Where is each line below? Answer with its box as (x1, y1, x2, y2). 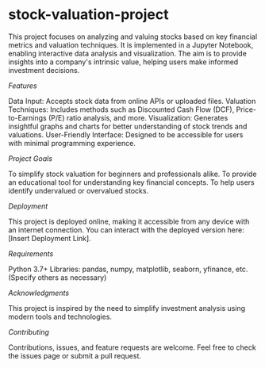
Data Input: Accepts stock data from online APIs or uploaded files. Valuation (8, 96, 256, 105)
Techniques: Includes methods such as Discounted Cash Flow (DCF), (8, 105, 235, 114)
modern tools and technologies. (8, 312, 113, 321)
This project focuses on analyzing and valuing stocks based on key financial (8, 32, 258, 41)
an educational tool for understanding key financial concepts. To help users (8, 177, 255, 187)
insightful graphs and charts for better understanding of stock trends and (8, 121, 248, 131)
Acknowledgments (8, 288, 70, 297)
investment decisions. (8, 65, 80, 75)
